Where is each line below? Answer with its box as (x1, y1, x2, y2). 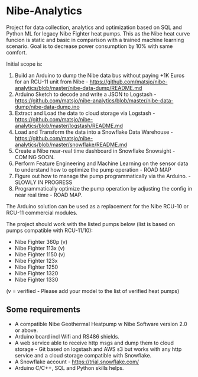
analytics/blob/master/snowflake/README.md (14, 141, 128, 148)
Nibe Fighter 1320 (14, 269, 59, 276)
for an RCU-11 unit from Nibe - (14, 78, 89, 85)
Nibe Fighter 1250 (14, 263, 59, 270)
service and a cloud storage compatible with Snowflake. (14, 352, 152, 359)
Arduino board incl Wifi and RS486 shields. (14, 333, 120, 340)
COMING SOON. (14, 153, 55, 160)
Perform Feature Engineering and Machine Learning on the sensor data (14, 160, 189, 167)
